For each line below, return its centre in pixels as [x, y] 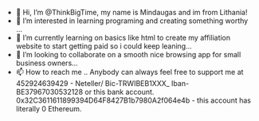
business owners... [47, 63]
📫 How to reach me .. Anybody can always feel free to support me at [129, 72]
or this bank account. [120, 92]
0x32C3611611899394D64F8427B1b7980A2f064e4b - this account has [133, 100]
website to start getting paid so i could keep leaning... [104, 46]
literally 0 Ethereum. [49, 109]
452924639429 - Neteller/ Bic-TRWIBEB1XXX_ [92, 83]
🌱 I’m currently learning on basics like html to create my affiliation [123, 37]
